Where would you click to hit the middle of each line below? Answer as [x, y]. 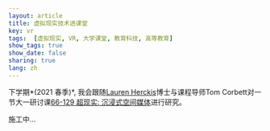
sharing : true [32, 61]
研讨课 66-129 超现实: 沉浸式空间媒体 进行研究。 [108, 102]
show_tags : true [35, 46]
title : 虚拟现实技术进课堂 [48, 23]
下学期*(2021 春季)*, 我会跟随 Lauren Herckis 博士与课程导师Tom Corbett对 [131, 92]
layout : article [35, 16]
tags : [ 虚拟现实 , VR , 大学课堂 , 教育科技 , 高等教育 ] [91, 38]
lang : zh [23, 68]
